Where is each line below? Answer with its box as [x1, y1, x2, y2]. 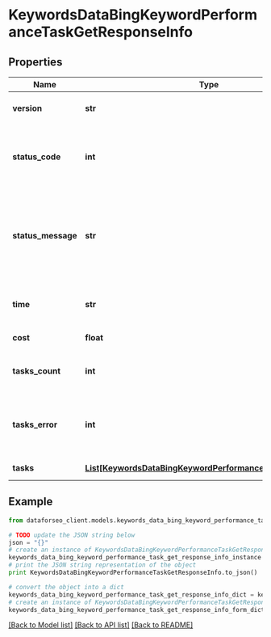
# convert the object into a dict [8, 583, 125, 591]
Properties [8, 55, 63, 69]
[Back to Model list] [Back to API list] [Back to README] [8, 620, 194, 630]
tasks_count [12, 365, 61, 377]
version [12, 103, 43, 114]
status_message [12, 230, 78, 241]
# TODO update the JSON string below [8, 531, 135, 539]
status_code [12, 151, 61, 162]
